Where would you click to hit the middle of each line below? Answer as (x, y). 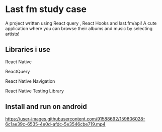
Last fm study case (46, 9)
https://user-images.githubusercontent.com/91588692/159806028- (75, 118)
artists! (12, 34)
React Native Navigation (30, 81)
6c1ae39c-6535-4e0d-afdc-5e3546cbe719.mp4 (55, 124)
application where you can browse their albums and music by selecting (79, 28)
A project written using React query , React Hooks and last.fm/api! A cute (81, 23)
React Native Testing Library (35, 91)
